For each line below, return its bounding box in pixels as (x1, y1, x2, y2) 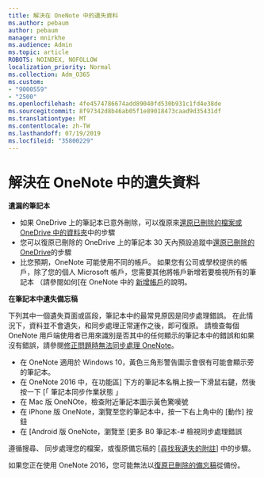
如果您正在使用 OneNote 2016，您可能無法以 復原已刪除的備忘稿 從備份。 (8, 460, 245, 470)
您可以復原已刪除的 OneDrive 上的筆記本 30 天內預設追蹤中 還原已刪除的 (19, 238, 255, 247)
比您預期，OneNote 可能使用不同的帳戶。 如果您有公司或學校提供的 (19, 258, 241, 267)
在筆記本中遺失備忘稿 (8, 294, 78, 303)
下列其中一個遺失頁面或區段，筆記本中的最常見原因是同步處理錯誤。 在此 (8, 311, 247, 321)
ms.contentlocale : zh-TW (8, 122, 90, 130)
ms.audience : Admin (8, 41, 73, 49)
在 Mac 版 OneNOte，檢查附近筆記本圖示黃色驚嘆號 (19, 397, 189, 406)
